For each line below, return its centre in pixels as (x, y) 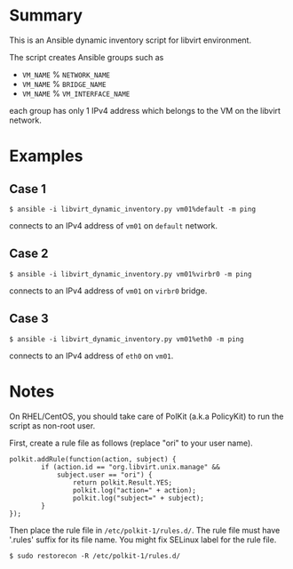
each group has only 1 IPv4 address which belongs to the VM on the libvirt (145, 110)
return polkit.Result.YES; (123, 482)
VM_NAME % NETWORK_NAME (66, 74)
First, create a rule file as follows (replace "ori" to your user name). (131, 443)
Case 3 (29, 319)
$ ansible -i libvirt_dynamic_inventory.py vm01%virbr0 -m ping (131, 274)
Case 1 (28, 189)
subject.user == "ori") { (104, 475)
